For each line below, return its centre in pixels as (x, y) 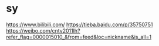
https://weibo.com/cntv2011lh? (43, 30)
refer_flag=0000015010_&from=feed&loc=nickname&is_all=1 (79, 37)
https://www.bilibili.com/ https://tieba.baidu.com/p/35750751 (79, 24)
